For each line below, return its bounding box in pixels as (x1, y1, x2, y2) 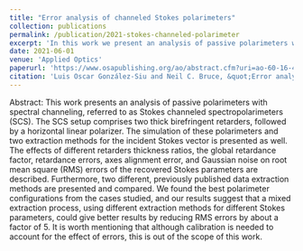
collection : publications (9, 22, 106, 31)
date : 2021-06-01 (9, 47, 75, 56)
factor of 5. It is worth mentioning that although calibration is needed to (9, 221, 274, 232)
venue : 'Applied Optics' (9, 55, 103, 64)
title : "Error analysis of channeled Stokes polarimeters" (9, 13, 236, 23)
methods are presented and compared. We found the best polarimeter (9, 182, 271, 194)
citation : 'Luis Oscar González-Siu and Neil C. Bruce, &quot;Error (9, 72, 272, 81)
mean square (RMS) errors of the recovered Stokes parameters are (9, 163, 259, 174)
